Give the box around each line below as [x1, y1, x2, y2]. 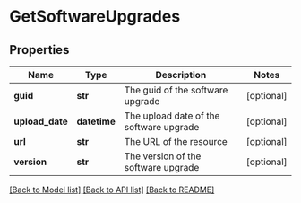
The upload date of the [124, 110, 220, 122]
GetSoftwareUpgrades [9, 6, 181, 27]
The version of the [124, 150, 202, 163]
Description [155, 69, 207, 81]
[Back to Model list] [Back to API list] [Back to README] [9, 184, 215, 195]
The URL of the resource [124, 136, 228, 147]
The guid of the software [124, 84, 228, 96]
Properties [9, 42, 70, 57]
